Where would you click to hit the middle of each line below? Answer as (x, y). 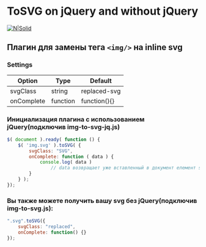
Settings (20, 65)
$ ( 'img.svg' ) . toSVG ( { (50, 145)
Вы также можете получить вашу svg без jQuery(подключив (102, 201)
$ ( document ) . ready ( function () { (53, 139)
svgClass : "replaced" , (47, 227)
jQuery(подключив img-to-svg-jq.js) (64, 127)
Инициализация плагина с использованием (76, 119)
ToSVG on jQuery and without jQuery (103, 11)
